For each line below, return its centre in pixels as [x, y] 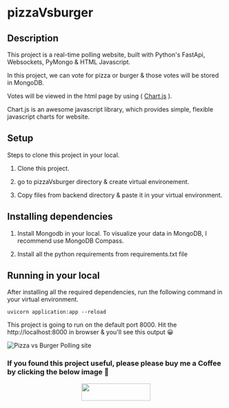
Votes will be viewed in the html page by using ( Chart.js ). [90, 96]
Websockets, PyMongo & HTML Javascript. [69, 62]
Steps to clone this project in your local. [63, 155]
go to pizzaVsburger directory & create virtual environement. [103, 181]
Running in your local [53, 276]
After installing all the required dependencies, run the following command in [115, 292]
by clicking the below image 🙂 [58, 372]
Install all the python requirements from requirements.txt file [102, 254]
